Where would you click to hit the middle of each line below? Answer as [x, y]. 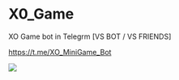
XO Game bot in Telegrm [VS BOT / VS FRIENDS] [90, 36]
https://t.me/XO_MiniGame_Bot [60, 52]
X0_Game [41, 14]
